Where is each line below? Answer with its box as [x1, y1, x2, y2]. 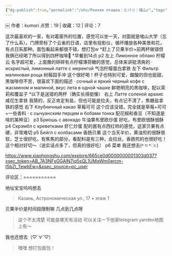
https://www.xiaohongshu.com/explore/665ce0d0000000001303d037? [5, 152, 157, 159]
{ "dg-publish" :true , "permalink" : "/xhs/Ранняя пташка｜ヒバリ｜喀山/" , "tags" [5, 7, 167, 13]
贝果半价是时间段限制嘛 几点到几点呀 [5, 206, 83, 212]
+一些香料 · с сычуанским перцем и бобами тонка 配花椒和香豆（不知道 [5, 110, 161, 116]
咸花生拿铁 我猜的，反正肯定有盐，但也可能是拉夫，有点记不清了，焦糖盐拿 [5, 97, 164, 103]
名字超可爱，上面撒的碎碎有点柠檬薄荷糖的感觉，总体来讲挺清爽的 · [11, 58, 153, 65]
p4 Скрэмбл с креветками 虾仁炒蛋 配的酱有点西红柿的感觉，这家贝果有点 [5, 123, 165, 129]
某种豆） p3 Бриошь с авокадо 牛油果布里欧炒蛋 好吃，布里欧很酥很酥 [14, 116, 164, 123]
